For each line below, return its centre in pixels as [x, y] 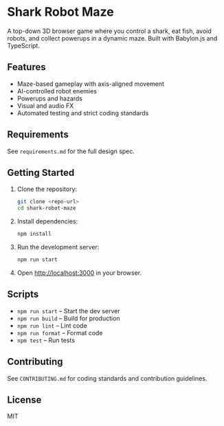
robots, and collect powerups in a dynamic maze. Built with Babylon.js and [112, 38]
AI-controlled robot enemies [57, 91]
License [24, 400]
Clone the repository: [47, 189]
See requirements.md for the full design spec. [71, 151]
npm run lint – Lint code [52, 325]
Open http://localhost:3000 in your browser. [79, 273]
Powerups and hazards [49, 98]
